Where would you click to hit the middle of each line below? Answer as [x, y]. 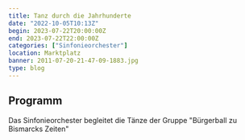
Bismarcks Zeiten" [39, 129]
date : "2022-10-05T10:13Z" [54, 23]
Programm [35, 101]
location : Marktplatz [45, 53]
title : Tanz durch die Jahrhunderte [70, 16]
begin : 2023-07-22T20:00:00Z [57, 31]
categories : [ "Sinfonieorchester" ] [68, 46]
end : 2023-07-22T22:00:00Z [54, 38]
